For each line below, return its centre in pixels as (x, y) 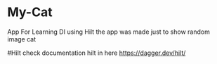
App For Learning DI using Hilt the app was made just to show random (109, 32)
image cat (22, 39)
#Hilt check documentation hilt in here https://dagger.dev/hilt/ (97, 53)
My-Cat (30, 12)
